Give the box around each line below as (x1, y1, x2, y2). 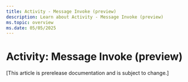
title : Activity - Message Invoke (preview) (6, 8, 117, 15)
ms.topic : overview (6, 19, 54, 25)
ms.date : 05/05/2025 (6, 25, 57, 31)
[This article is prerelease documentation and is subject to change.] (6, 70, 169, 77)
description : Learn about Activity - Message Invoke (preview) (6, 14, 164, 20)
